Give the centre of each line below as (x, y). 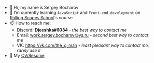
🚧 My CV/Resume (27, 56)
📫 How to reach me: (30, 23)
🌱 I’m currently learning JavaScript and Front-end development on (75, 13)
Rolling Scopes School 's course (41, 18)
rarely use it (29, 50)
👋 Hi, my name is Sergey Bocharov (44, 7)
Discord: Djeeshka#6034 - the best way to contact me (72, 30)
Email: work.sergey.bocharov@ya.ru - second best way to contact (83, 35)
